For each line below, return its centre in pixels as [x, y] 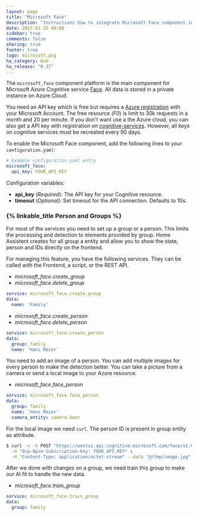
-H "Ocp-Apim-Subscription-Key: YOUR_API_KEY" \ [72, 451]
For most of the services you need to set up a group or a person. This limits [98, 229]
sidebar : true [24, 34]
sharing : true [24, 45]
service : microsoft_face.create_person [55, 333]
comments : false [26, 39]
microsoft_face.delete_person [51, 322]
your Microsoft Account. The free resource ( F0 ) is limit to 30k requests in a [97, 113]
